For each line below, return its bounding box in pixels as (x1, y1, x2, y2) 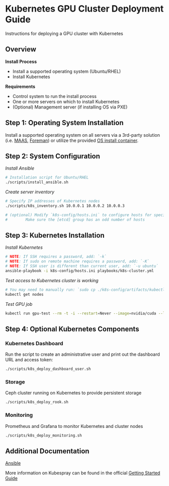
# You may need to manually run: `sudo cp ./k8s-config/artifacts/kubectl (5, 287, 165, 292)
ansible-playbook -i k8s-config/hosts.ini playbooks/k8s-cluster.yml (5, 268, 154, 274)
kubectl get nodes (5, 292, 44, 297)
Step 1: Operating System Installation (5, 119, 124, 127)
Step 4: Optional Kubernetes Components (5, 325, 139, 333)
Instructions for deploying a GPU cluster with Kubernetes (5, 30, 123, 36)
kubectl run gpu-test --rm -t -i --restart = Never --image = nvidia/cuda (5, 311, 156, 316)
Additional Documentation (5, 447, 90, 455)
